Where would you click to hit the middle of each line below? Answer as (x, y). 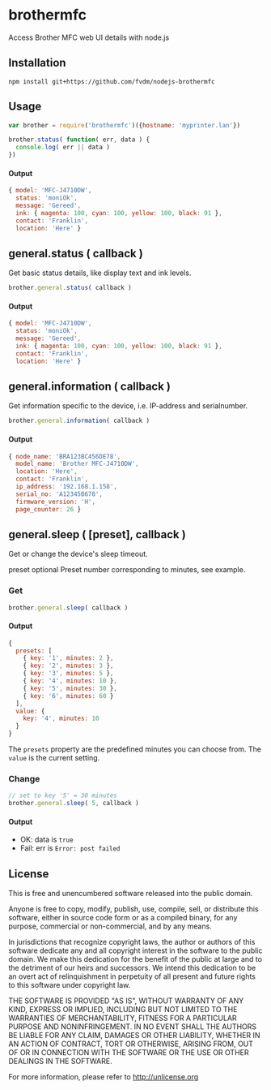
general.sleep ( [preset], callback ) (97, 534)
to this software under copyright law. (70, 985)
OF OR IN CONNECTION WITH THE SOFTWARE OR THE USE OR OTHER (129, 1053)
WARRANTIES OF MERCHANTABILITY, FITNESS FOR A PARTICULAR (123, 1018)
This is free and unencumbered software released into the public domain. (131, 894)
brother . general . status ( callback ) (70, 288)
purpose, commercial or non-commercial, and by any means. (110, 926)
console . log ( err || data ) (63, 148)
